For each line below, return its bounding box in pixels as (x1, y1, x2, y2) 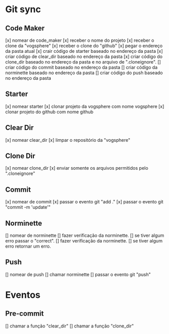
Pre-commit (5, 309, 44, 318)
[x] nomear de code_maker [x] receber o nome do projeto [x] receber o (5, 37, 154, 43)
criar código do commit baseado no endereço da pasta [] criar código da (5, 65, 158, 70)
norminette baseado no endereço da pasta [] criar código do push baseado (5, 70, 163, 76)
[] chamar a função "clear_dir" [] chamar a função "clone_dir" (5, 323, 134, 329)
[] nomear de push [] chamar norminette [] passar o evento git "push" (5, 271, 151, 278)
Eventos (5, 289, 41, 301)
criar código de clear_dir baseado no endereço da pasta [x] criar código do (5, 53, 163, 59)
